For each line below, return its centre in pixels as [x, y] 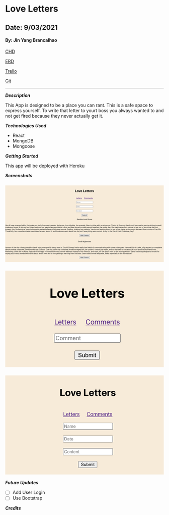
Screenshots [19, 175]
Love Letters [32, 9]
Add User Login [29, 492]
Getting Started [22, 156]
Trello [11, 71]
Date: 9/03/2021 [31, 28]
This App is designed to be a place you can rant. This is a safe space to [79, 105]
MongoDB [23, 141]
